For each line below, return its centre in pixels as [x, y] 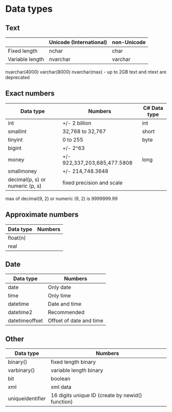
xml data [61, 387]
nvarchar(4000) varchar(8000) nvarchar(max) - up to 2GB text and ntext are [86, 72]
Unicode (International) [78, 42]
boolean [61, 379]
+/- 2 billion [77, 123]
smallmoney [23, 171]
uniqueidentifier [27, 399]
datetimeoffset [26, 321]
